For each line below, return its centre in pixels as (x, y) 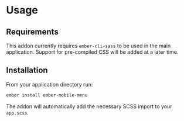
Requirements (32, 32)
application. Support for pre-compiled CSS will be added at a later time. (92, 52)
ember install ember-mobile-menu (47, 95)
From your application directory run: (50, 84)
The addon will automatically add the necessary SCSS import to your (89, 106)
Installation (27, 70)
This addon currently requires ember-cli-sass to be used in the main (88, 46)
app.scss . (18, 112)
